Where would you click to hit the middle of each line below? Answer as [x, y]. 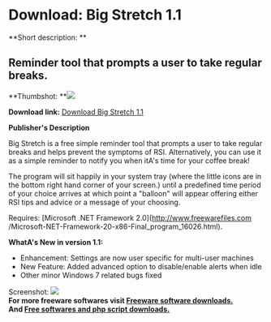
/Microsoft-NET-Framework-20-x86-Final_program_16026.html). [116, 226]
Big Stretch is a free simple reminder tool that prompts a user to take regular [135, 143]
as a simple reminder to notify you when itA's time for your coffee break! [129, 161]
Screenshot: [29, 292]
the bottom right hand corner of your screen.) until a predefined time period [135, 185]
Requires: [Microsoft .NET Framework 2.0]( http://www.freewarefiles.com [130, 217]
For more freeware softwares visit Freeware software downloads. [121, 300]
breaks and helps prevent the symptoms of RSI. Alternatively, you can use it [135, 152]
